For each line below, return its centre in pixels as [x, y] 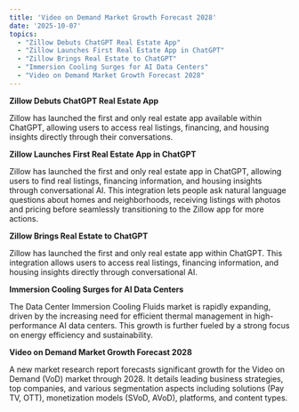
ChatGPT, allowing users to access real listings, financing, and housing [139, 127]
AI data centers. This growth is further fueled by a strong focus [174, 325]
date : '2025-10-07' [45, 26]
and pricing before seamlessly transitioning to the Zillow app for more [137, 209]
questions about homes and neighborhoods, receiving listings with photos [145, 199]
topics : [24, 34]
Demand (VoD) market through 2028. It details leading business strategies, [146, 378]
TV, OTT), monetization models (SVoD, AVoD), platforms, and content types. [149, 398]
